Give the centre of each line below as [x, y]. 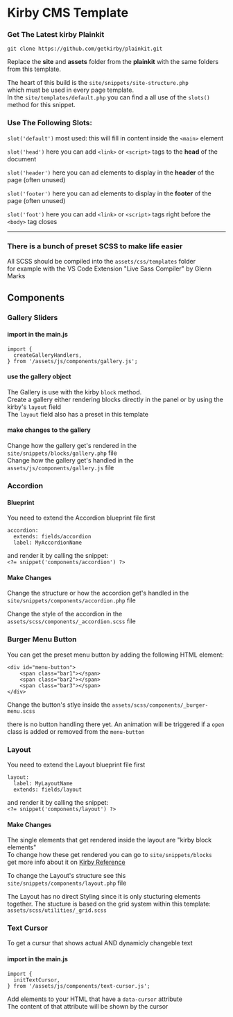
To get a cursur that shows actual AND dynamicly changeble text [100, 943]
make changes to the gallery [49, 430]
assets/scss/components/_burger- [160, 705]
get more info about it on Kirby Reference [67, 862]
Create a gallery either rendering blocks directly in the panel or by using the [115, 399]
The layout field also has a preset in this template [78, 414]
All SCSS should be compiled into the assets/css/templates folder [102, 262]
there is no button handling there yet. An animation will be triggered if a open [116, 724]
